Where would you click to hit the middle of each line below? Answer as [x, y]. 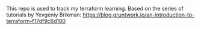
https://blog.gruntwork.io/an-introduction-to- [139, 15]
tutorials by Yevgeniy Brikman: [44, 15]
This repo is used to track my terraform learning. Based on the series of [95, 9]
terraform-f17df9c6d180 [36, 21]
